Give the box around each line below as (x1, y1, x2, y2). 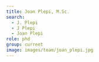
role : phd (6, 36, 31, 42)
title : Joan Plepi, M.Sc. (6, 8, 70, 15)
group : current (6, 42, 44, 48)
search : (6, 14, 25, 20)
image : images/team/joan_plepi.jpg (6, 47, 94, 53)
